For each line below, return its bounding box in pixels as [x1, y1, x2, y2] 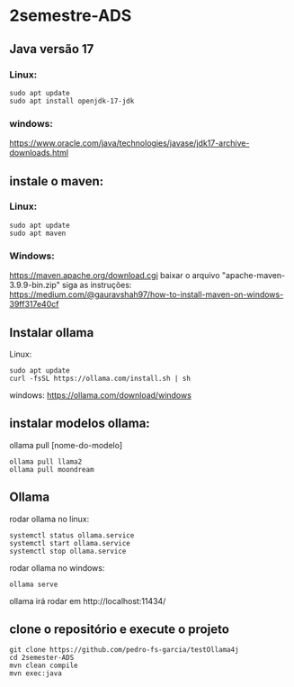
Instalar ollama [9, 325, 94, 340]
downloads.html [9, 148, 69, 158]
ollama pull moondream [9, 465, 94, 474]
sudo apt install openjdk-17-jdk [9, 96, 135, 105]
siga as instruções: [61, 280, 132, 291]
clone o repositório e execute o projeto [9, 621, 229, 637]
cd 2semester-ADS [9, 654, 75, 663]
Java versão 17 [9, 41, 94, 57]
